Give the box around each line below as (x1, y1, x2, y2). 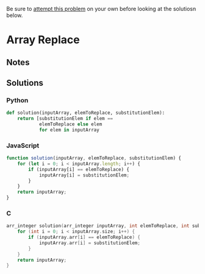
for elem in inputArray (38, 127, 99, 133)
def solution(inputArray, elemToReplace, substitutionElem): (6, 110, 165, 116)
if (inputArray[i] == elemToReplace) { (28, 166, 130, 172)
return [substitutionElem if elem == (17, 116, 113, 122)
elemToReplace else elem (38, 121, 103, 127)
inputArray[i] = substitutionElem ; (38, 172, 130, 178)
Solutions (6, 77, 44, 88)
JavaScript (6, 141, 40, 150)
